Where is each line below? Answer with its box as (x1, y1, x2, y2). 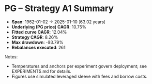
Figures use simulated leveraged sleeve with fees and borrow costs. (11, 73, 148, 79)
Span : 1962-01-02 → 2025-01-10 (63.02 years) (11, 19, 106, 25)
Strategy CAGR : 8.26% (11, 34, 59, 40)
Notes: (4, 54, 18, 59)
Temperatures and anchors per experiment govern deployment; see (11, 63, 147, 69)
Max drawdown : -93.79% (11, 39, 63, 45)
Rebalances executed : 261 (11, 44, 66, 50)
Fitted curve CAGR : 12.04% (11, 29, 67, 35)
